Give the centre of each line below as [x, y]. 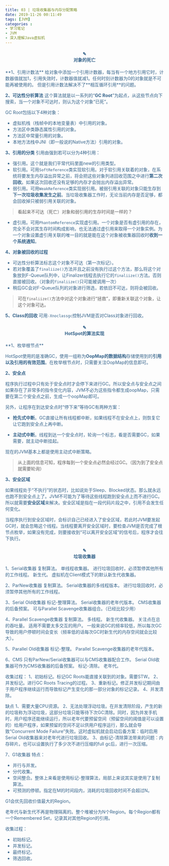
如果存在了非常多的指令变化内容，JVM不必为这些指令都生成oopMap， [78, 390]
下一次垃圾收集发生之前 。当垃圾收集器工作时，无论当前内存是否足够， [85, 195]
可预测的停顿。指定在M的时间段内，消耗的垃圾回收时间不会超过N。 [82, 791]
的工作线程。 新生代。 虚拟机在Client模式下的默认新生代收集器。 [72, 575]
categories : [19, 24]
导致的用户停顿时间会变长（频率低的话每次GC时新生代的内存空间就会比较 [81, 632]
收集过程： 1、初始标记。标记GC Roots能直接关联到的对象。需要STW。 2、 [83, 677]
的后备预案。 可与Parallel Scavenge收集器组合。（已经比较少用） [72, 609]
